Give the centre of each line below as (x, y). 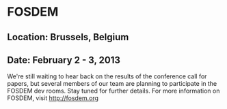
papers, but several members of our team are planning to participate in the (112, 84)
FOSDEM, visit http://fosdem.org (53, 98)
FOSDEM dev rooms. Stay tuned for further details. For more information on (113, 91)
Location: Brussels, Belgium (68, 37)
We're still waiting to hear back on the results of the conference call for (107, 76)
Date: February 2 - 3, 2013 (64, 60)
